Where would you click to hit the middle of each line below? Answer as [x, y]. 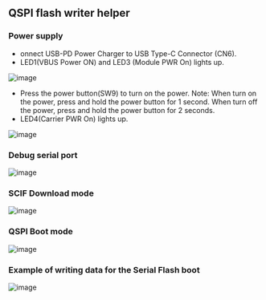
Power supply [36, 36]
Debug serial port [43, 155]
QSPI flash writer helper [69, 13]
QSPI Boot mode [41, 232]
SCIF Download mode [51, 193]
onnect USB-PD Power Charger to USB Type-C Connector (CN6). [128, 53]
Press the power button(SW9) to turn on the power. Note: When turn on [138, 93]
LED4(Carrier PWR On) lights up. [74, 119]
